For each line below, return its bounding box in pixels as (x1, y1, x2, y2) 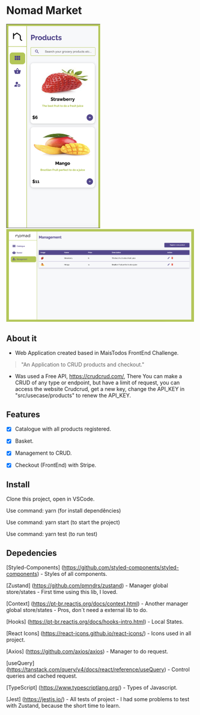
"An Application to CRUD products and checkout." (20, 361, 145, 368)
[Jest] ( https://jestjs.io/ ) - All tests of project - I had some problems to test (6, 696, 190, 703)
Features (6, 409, 40, 419)
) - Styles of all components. (37, 570, 108, 578)
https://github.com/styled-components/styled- (62, 564, 179, 571)
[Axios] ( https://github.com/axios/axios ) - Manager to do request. (6, 648, 169, 655)
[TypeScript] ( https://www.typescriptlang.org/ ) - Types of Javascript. (6, 684, 178, 692)
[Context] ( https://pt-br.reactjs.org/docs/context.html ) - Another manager (6, 600, 189, 607)
